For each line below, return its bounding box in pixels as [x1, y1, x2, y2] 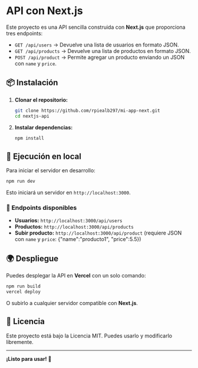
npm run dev [6, 178, 35, 185]
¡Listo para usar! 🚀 [6, 355, 52, 362]
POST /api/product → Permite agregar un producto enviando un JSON [14, 53, 185, 61]
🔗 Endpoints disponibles [6, 203, 77, 212]
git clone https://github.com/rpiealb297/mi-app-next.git [14, 108, 160, 113]
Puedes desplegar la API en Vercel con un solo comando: [6, 272, 146, 279]
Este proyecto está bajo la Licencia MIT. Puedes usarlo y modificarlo [6, 332, 173, 339]
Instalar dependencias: [14, 123, 73, 131]
